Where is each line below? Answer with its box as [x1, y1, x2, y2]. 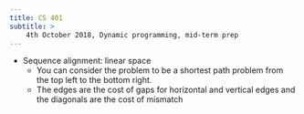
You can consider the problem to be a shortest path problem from [36, 65, 284, 76]
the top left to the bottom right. [36, 75, 152, 86]
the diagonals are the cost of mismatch [36, 94, 183, 105]
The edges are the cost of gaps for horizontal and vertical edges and [36, 84, 296, 96]
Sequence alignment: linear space [22, 56, 152, 67]
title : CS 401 [9, 13, 64, 23]
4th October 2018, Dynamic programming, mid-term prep [26, 30, 239, 39]
